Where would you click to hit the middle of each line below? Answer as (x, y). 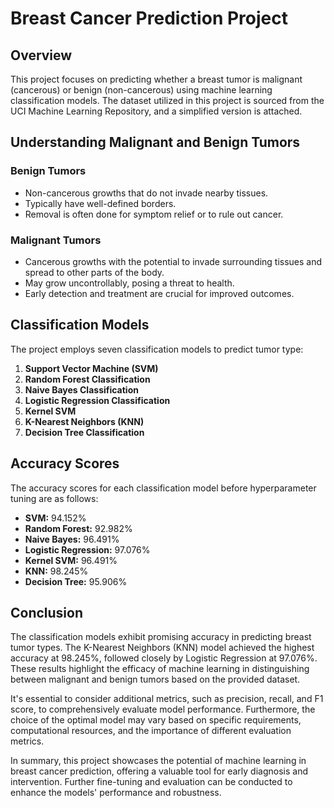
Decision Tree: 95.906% (76, 581)
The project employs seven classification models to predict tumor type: (157, 349)
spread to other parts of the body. (94, 272)
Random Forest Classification (87, 379)
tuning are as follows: (54, 498)
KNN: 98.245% (56, 571)
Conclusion (47, 613)
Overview (41, 55)
